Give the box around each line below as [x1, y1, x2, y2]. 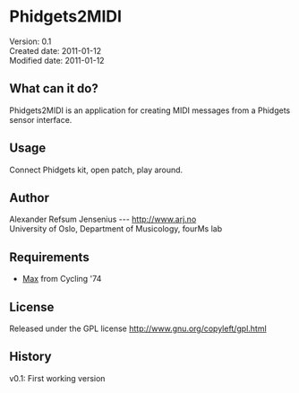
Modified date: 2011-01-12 [9, 55, 105, 65]
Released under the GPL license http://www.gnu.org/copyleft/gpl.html [9, 323, 267, 334]
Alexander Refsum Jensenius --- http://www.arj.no [9, 214, 197, 225]
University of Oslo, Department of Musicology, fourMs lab [9, 223, 222, 234]
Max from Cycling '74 [21, 274, 102, 284]
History [9, 349, 52, 364]
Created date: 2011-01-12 [9, 45, 101, 56]
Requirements [9, 249, 90, 265]
